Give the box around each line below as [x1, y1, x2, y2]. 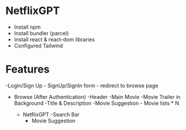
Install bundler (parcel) [13, 29, 69, 36]
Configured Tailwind [13, 42, 63, 49]
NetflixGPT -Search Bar [22, 111, 80, 118]
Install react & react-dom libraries [13, 36, 95, 43]
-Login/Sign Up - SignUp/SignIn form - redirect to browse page [5, 82, 158, 89]
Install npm [13, 23, 41, 30]
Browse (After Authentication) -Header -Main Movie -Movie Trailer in [13, 93, 181, 100]
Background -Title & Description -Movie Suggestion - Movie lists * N [13, 100, 180, 107]
